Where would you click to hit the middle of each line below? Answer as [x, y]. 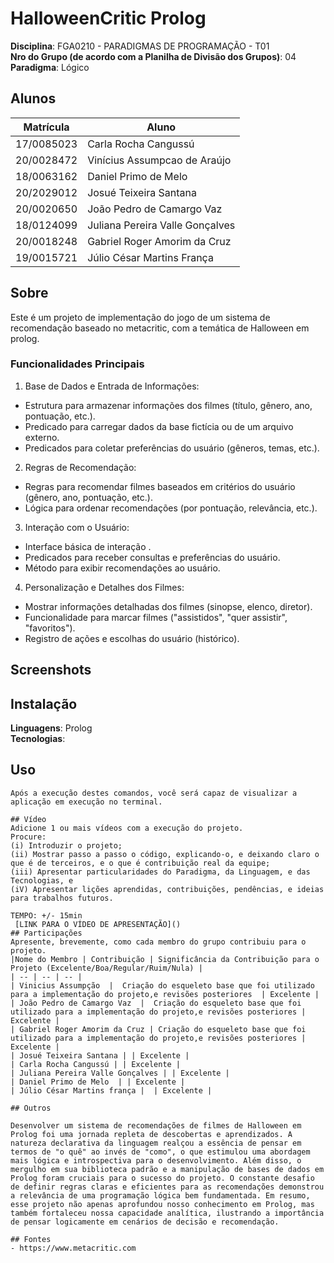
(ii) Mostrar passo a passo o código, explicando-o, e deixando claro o [165, 854]
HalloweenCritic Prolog [108, 18]
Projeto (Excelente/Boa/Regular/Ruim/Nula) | [106, 968]
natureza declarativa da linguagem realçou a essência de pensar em [156, 1143]
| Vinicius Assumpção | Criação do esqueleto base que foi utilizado [162, 985]
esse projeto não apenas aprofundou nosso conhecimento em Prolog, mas [162, 1204]
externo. [42, 437]
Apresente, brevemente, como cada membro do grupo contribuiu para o [158, 942]
